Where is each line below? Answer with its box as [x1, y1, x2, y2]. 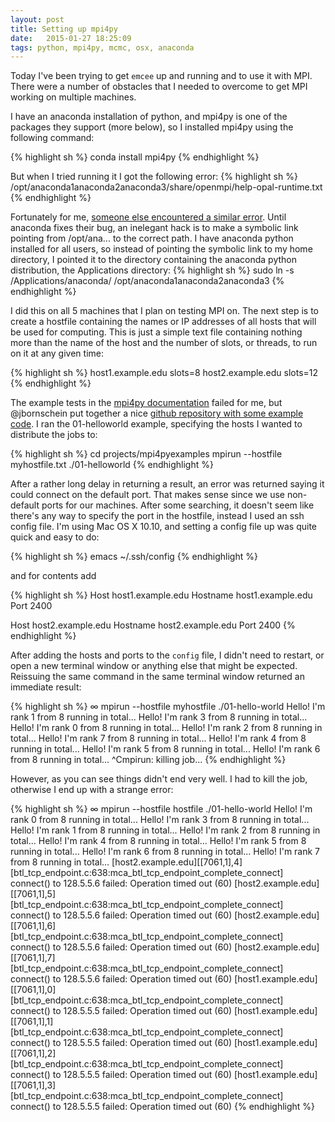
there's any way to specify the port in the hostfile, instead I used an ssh [10, 510, 305, 522]
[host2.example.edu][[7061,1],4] [111, 856, 243, 868]
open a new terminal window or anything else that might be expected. [10, 660, 298, 672]
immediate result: [10, 681, 82, 693]
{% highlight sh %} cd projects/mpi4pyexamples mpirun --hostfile [10, 448, 283, 460]
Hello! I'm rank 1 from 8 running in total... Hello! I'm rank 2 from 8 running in [10, 824, 321, 836]
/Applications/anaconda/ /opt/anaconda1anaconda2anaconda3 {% [10, 275, 285, 287]
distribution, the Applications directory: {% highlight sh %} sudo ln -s [10, 264, 295, 276]
